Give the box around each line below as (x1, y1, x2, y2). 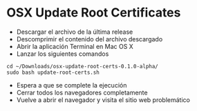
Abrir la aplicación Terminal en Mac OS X (16, 42, 134, 50)
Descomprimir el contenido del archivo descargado (16, 34, 163, 43)
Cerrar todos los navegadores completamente (16, 88, 148, 97)
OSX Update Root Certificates (6, 5, 181, 21)
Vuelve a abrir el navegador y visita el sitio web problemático (16, 95, 191, 104)
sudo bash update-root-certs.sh (6, 69, 100, 76)
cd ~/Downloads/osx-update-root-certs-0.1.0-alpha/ (6, 63, 158, 70)
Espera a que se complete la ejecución (16, 81, 127, 89)
